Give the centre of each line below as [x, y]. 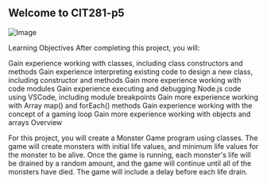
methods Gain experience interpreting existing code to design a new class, [130, 72]
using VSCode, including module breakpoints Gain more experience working [133, 97]
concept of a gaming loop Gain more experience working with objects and [130, 114]
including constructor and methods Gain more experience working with [125, 80]
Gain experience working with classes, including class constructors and [126, 63]
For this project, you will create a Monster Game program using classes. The [133, 138]
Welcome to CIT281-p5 [66, 13]
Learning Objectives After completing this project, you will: [104, 48]
